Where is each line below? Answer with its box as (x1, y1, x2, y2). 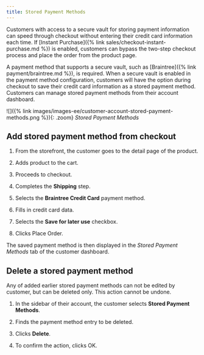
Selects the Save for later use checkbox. (15, 218, 118, 226)
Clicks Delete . (15, 330, 51, 337)
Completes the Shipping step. (15, 183, 91, 190)
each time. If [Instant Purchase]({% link (6, 38, 105, 46)
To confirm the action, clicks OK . (15, 342, 97, 350)
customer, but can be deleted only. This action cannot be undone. (6, 288, 172, 295)
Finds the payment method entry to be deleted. (15, 319, 134, 326)
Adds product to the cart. (15, 159, 79, 167)
